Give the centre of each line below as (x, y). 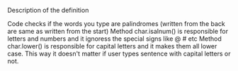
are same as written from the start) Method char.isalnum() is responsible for (118, 31)
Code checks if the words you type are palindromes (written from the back (116, 24)
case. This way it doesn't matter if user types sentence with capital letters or (119, 53)
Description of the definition (48, 10)
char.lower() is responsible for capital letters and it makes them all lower (112, 46)
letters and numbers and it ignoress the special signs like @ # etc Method (114, 39)
